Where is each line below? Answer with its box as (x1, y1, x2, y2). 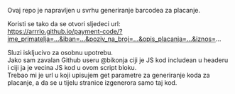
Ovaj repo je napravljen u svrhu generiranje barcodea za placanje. (7, 6, 201, 14)
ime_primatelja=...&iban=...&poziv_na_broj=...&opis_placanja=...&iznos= (7, 35, 217, 43)
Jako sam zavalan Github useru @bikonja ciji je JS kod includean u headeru (7, 56, 229, 64)
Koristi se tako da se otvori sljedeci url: (7, 20, 121, 28)
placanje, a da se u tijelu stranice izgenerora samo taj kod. (7, 78, 177, 87)
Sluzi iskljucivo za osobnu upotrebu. (7, 49, 114, 57)
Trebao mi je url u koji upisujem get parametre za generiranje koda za (7, 71, 211, 79)
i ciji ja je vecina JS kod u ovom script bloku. (7, 64, 137, 71)
